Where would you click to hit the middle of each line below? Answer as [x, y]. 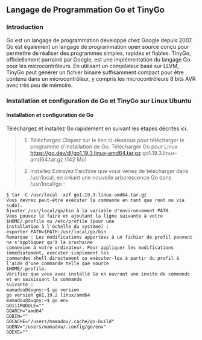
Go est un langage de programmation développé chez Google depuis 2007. [99, 40]
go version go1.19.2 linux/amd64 [48, 295]
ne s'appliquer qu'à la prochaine [50, 242]
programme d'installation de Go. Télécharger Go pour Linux [104, 146]
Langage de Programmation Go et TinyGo [85, 10]
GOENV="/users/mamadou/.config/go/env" [56, 327]
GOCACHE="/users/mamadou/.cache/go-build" [60, 321]
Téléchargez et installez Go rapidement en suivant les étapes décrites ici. [97, 128]
